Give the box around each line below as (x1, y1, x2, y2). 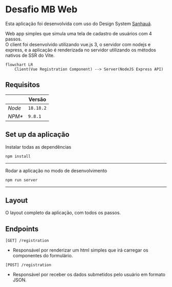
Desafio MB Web (5, 4, 78, 15)
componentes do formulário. (12, 253, 73, 259)
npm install (5, 154, 31, 159)
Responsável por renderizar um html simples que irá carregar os (12, 247, 148, 253)
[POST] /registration (5, 262, 52, 268)
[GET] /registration (5, 238, 50, 243)
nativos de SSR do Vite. (5, 52, 55, 58)
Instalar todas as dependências (5, 143, 72, 150)
